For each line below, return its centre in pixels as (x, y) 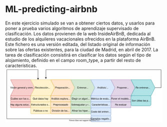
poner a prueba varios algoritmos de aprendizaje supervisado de (72, 28)
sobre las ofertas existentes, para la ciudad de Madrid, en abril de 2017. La (82, 49)
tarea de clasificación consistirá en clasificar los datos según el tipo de (78, 55)
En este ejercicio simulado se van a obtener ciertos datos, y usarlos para (80, 23)
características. (21, 65)
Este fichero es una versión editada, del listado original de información (78, 44)
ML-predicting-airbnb (51, 9)
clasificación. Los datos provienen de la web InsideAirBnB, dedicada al (78, 33)
